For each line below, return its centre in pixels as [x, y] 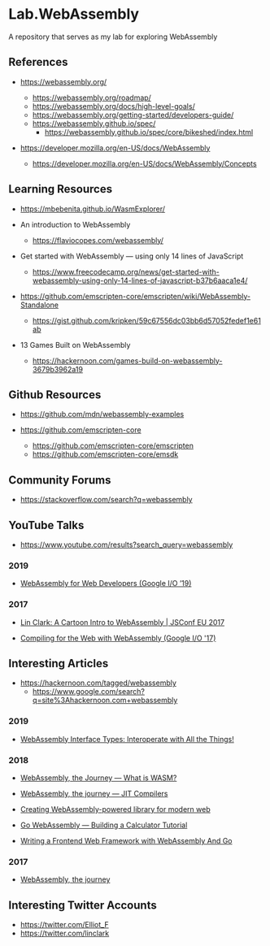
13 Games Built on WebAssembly [75, 345]
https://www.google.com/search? [88, 692]
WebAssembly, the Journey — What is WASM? [98, 778]
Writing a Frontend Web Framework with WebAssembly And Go [126, 841]
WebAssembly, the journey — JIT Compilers [94, 794]
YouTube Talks [46, 525]
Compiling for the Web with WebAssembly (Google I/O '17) [118, 638]
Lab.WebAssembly [74, 14]
